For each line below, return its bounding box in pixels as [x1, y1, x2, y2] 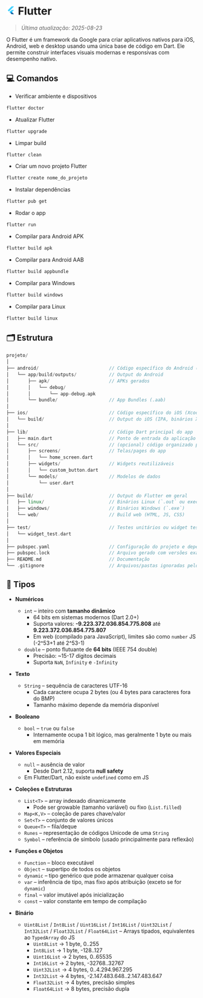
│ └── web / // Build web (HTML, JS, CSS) [6, 512, 185, 518]
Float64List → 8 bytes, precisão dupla [33, 985, 130, 992]
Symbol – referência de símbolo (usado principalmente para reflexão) [24, 835, 195, 843]
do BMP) [33, 695, 56, 702]
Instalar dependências [14, 186, 71, 193]
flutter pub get [6, 198, 47, 205]
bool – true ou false [24, 724, 75, 732]
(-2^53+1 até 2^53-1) [33, 639, 85, 646]
